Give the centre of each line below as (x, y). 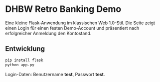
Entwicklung (25, 49)
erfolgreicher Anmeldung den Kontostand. (48, 33)
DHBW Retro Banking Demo (63, 9)
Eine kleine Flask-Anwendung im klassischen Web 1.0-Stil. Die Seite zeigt (80, 23)
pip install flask (24, 60)
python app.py (20, 65)
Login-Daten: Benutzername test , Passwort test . (55, 74)
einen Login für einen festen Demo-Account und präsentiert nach (72, 28)
